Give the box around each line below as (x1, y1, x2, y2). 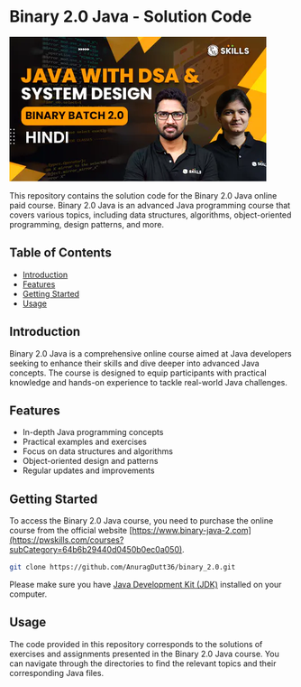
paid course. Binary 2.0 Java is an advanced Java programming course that (9, 200, 291, 210)
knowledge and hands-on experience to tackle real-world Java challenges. (9, 376, 288, 387)
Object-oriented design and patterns (22, 456, 159, 467)
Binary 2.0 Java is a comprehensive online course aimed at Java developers (9, 348, 292, 358)
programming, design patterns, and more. (9, 218, 165, 229)
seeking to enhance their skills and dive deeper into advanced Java (9, 357, 260, 368)
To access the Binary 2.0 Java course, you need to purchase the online (9, 515, 274, 526)
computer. (9, 589, 48, 599)
